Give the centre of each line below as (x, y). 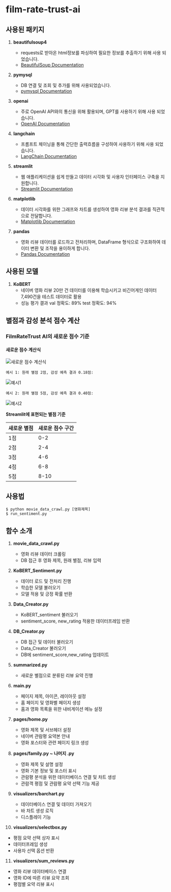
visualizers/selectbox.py (40, 827)
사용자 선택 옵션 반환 (34, 851)
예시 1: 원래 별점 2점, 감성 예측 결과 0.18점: (50, 373)
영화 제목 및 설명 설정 (42, 764)
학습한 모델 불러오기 (40, 587)
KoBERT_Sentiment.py (37, 570)
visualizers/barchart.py (39, 793)
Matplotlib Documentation (48, 221)
